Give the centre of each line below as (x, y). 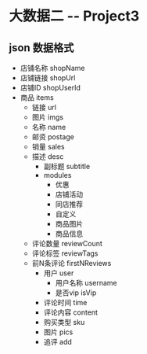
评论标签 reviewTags (65, 253)
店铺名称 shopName (52, 68)
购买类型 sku (64, 322)
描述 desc (48, 157)
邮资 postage (53, 137)
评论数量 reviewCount (67, 243)
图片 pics (58, 332)
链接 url (44, 107)
